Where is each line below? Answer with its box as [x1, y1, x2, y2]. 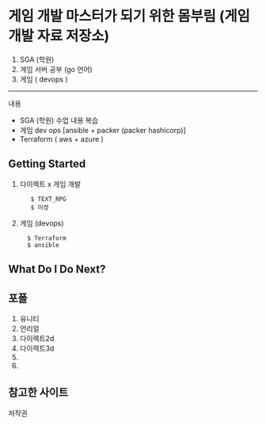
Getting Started [8, 157, 86, 171]
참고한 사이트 [8, 385, 69, 400]
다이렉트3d [19, 343, 55, 353]
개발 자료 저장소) [8, 27, 110, 45]
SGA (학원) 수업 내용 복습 [19, 116, 99, 125]
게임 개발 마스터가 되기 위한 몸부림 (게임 [8, 7, 251, 25]
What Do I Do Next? [8, 263, 106, 276]
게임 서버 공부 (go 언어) [19, 64, 93, 74]
